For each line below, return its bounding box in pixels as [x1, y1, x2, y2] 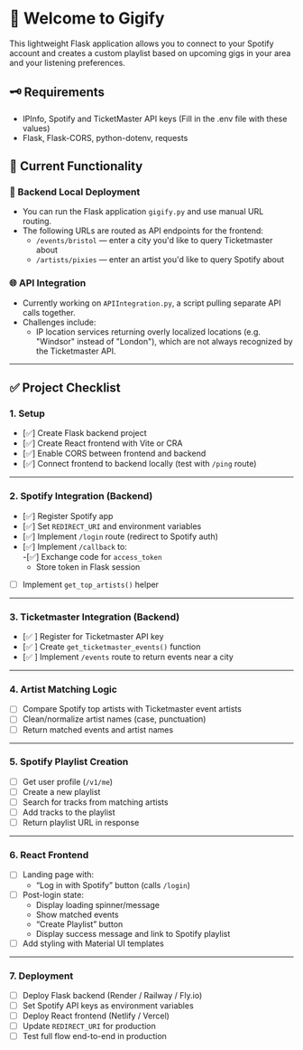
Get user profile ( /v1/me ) [22, 776, 114, 787]
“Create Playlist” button [35, 918, 124, 930]
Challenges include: [22, 317, 96, 327]
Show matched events [35, 909, 119, 920]
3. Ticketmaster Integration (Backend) [9, 610, 180, 623]
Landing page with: [22, 869, 95, 880]
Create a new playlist [22, 786, 101, 797]
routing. [22, 216, 52, 227]
